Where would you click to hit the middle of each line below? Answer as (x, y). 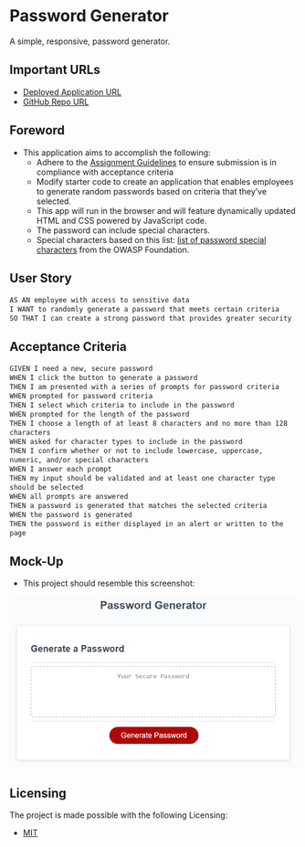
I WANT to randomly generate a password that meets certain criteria (145, 310)
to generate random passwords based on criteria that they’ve (152, 191)
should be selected (47, 488)
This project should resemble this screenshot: (109, 583)
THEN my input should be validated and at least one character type (142, 479)
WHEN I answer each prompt (61, 470)
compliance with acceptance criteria (105, 172)
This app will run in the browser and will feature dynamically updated (166, 210)
